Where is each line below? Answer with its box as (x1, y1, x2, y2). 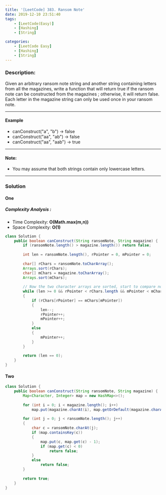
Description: (5, 69, 36, 76)
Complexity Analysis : (5, 206, 52, 213)
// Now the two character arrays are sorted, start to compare (23, 284, 156, 289)
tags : (5, 16, 16, 21)
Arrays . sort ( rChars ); (23, 266, 68, 271)
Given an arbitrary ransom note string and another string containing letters (5, 80, 157, 87)
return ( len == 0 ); (23, 353, 63, 359)
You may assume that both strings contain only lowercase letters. (12, 166, 146, 172)
